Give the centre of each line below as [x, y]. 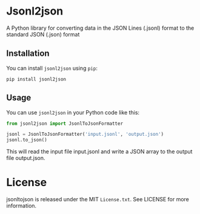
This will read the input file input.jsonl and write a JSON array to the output [99, 152]
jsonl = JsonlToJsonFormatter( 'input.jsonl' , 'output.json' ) [85, 135]
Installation [28, 54]
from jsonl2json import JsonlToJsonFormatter [65, 123]
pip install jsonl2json [36, 79]
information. [22, 206]
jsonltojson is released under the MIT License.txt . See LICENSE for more [98, 199]
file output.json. [26, 158]
